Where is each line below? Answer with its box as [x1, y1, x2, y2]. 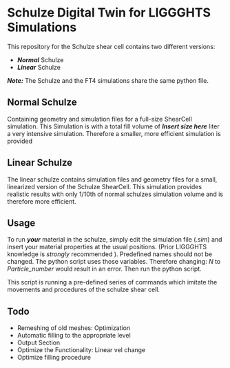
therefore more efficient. [7, 197, 77, 205]
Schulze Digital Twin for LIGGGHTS [7, 5, 211, 21]
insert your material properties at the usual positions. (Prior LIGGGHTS [7, 243, 207, 251]
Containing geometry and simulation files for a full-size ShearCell [7, 115, 193, 123]
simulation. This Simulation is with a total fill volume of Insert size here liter [7, 122, 220, 130]
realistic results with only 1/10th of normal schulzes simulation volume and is [7, 190, 224, 198]
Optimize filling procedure [17, 354, 92, 362]
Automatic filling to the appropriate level [17, 331, 131, 340]
